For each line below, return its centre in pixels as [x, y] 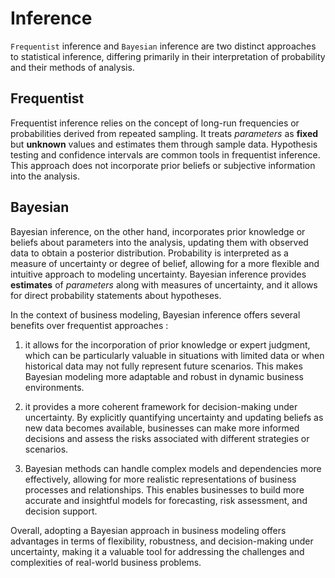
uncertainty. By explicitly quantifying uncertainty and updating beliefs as [174, 417]
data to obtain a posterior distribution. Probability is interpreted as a [149, 253]
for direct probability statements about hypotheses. [116, 295]
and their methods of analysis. [72, 67]
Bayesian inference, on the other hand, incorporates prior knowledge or [158, 231]
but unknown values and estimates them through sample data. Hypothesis [164, 144]
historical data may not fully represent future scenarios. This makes [163, 366]
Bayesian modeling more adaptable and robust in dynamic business [164, 376]
